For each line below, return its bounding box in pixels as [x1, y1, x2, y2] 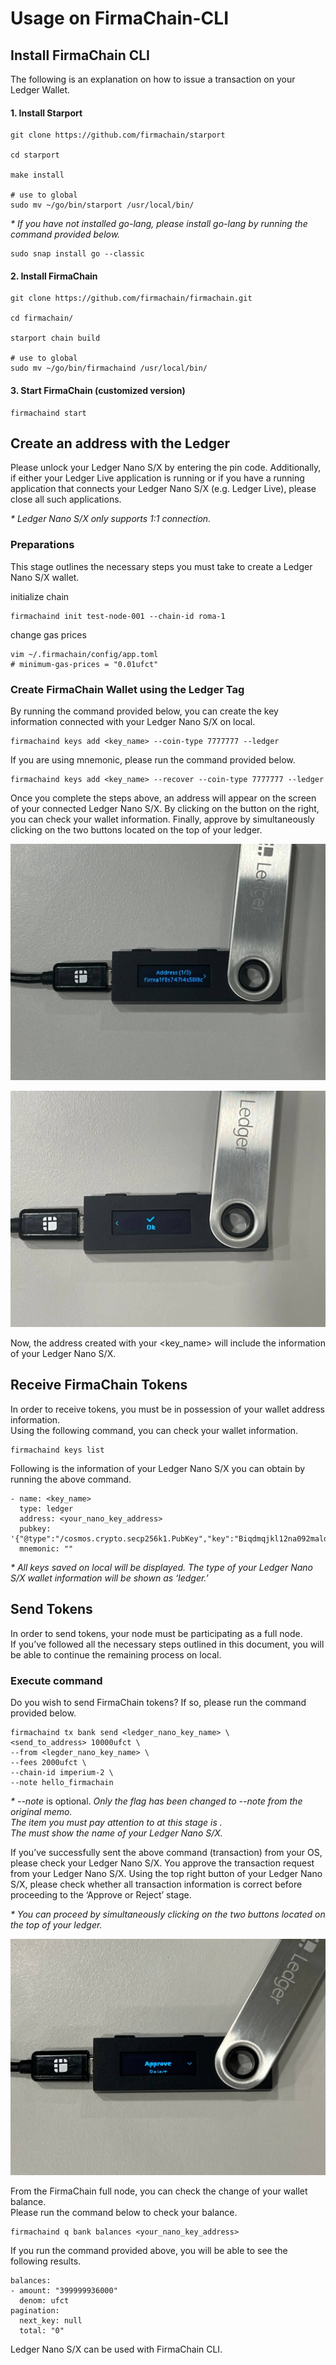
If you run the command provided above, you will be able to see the [10, 2244, 288, 2256]
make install [10, 170, 65, 181]
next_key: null [19, 2315, 83, 2326]
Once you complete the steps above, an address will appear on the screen [10, 792, 317, 804]
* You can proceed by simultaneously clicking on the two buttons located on [10, 1908, 326, 1920]
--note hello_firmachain [10, 1777, 114, 1787]
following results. [10, 2255, 82, 2267]
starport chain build [10, 333, 101, 344]
